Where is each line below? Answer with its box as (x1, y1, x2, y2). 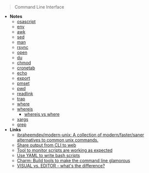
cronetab (17, 65, 35, 71)
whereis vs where (24, 111, 60, 117)
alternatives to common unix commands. (17, 137, 99, 142)
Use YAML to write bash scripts (17, 153, 80, 158)
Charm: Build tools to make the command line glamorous (17, 157, 131, 163)
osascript (17, 19, 36, 24)
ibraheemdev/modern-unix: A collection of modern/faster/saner (17, 132, 145, 138)
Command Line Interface (14, 4, 65, 10)
